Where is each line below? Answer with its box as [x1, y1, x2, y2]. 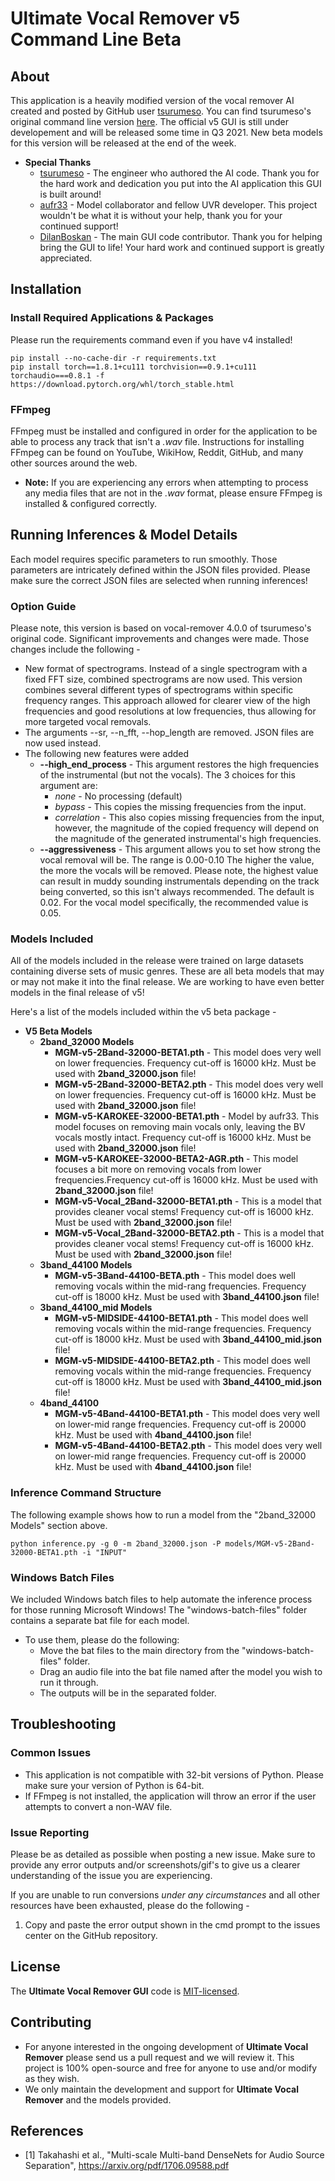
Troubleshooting [10, 1716, 117, 1733]
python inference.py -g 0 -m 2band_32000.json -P [10, 1538, 222, 1549]
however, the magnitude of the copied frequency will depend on [54, 822, 320, 834]
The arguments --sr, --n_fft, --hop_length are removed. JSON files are [24, 727, 315, 739]
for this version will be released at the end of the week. [10, 137, 237, 149]
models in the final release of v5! [10, 987, 145, 999]
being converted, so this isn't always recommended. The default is [39, 886, 315, 898]
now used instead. [24, 737, 102, 749]
